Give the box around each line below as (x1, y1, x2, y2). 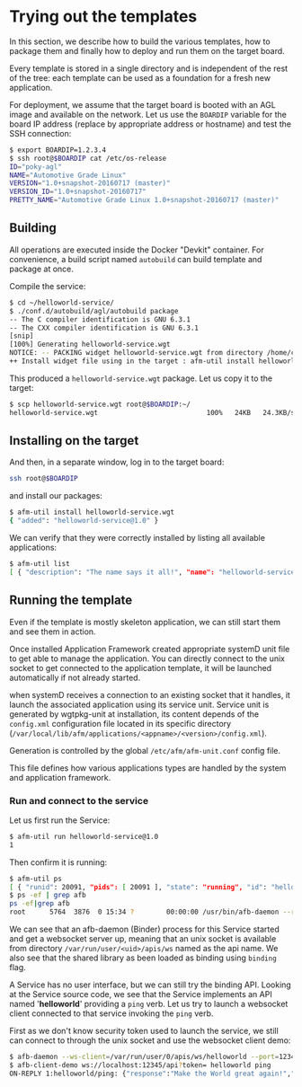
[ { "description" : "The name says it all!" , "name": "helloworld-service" (9, 568, 299, 577)
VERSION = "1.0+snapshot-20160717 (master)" (9, 179, 171, 188)
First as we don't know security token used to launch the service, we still (9, 1026, 279, 1037)
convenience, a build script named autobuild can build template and (9, 253, 262, 264)
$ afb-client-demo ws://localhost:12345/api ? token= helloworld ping (9, 1060, 271, 1070)
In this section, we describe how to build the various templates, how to (9, 36, 271, 47)
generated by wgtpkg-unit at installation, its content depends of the (9, 708, 259, 720)
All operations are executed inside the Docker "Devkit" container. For (9, 244, 264, 255)
